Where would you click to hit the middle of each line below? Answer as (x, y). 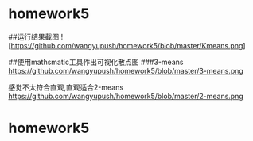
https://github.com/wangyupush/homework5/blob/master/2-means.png (126, 96)
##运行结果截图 (34, 36)
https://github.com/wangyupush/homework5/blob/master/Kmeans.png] (128, 45)
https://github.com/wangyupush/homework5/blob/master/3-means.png (126, 70)
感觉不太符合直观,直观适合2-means (66, 87)
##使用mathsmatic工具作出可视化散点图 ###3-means (96, 62)
